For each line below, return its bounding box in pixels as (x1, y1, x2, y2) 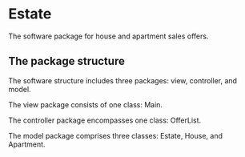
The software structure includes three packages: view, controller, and (8, 75, 238, 85)
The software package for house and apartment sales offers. (8, 31, 209, 41)
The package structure (8, 54, 126, 68)
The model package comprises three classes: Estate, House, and (8, 131, 223, 140)
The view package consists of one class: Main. (8, 99, 163, 109)
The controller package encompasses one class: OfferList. (8, 115, 202, 125)
